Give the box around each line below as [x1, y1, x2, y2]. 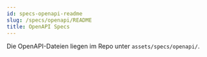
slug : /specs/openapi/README [6, 17, 92, 24]
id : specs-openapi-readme [6, 10, 82, 17]
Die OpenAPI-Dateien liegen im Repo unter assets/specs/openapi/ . [6, 42, 200, 51]
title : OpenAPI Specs [6, 23, 70, 30]
